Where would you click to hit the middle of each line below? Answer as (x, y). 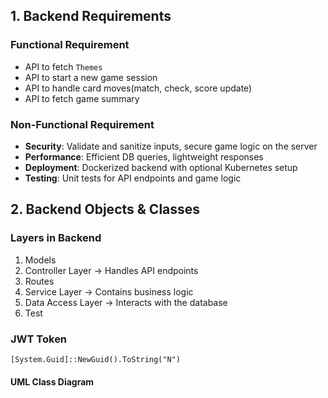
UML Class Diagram (52, 381)
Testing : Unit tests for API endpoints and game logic (133, 178)
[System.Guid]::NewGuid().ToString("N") (96, 359)
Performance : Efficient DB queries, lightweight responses (144, 156)
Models (40, 260)
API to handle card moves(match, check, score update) (138, 88)
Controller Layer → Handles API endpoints (111, 270)
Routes (39, 281)
